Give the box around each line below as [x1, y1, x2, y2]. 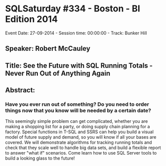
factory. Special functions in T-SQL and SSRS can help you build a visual [5, 129, 154, 135]
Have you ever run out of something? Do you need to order [5, 101, 149, 108]
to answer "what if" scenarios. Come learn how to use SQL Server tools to [5, 150, 157, 156]
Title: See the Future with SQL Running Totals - [5, 61, 153, 70]
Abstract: [5, 86, 35, 94]
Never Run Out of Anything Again [5, 69, 111, 78]
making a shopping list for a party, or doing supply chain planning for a [5, 124, 150, 130]
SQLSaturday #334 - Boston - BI [5, 3, 141, 14]
